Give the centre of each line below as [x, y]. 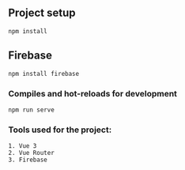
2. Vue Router [32, 153]
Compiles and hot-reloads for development [93, 93]
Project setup [42, 13]
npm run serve [32, 110]
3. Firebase [28, 160]
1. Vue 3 [23, 146]
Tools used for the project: [60, 130]
